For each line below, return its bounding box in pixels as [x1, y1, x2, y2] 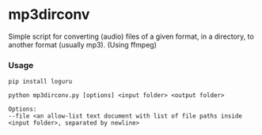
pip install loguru [8, 77, 73, 86]
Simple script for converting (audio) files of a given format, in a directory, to [8, 32, 255, 41]
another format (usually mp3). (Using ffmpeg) [8, 39, 157, 49]
